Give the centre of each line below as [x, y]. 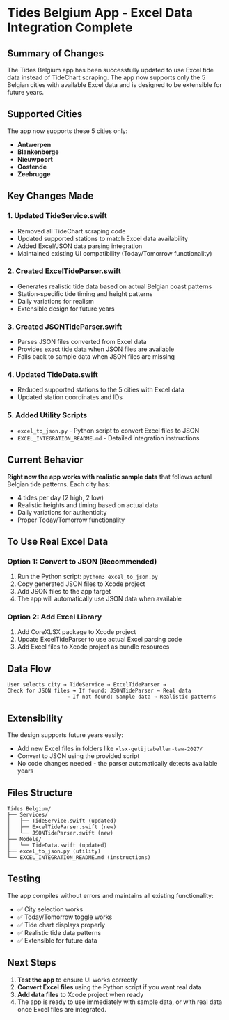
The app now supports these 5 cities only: [68, 131]
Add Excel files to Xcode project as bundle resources [93, 647]
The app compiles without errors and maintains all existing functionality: [110, 895]
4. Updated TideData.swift [53, 375]
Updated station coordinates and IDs [70, 397]
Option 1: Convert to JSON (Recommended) [82, 561]
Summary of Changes [56, 53]
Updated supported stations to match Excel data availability [103, 238]
